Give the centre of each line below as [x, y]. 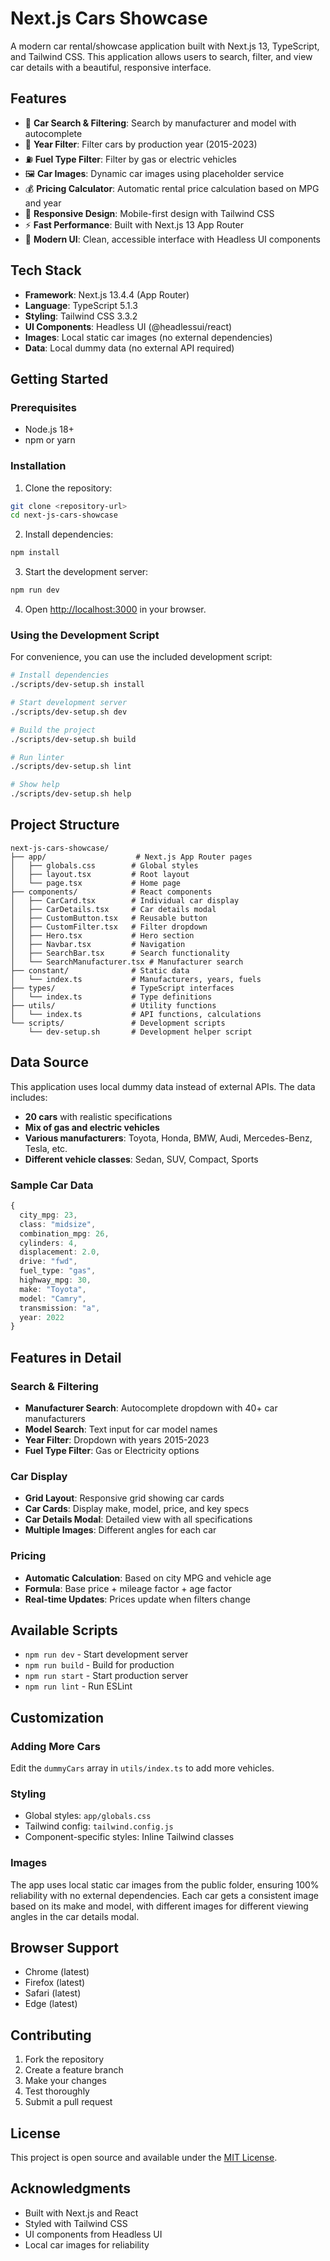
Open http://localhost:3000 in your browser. [115, 609]
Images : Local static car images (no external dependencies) [148, 337]
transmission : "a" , [60, 1308]
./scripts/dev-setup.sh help [71, 794]
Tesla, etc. [46, 1148]
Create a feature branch [74, 2070]
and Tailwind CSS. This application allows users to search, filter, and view [161, 56]
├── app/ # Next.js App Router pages [131, 857]
